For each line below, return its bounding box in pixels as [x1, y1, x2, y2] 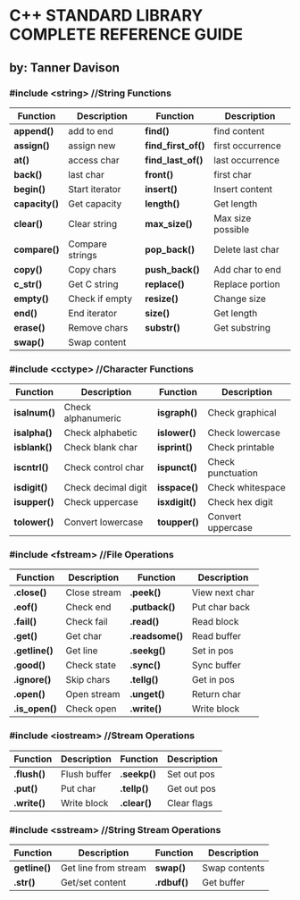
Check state [65, 659, 116, 671]
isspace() [157, 482, 199, 494]
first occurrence [213, 139, 281, 152]
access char [68, 154, 120, 166]
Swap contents [202, 862, 265, 874]
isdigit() [13, 482, 48, 494]
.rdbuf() [154, 877, 189, 889]
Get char [65, 630, 103, 643]
